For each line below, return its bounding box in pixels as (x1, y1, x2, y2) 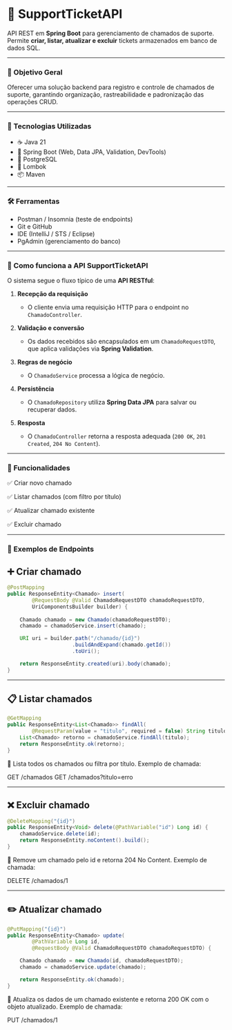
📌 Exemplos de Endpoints (7, 545, 95, 554)
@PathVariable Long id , (32, 938, 100, 945)
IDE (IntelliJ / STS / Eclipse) (17, 229, 95, 237)
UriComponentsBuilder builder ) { (32, 603, 128, 610)
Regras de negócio (17, 358, 72, 367)
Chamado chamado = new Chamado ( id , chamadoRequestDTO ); (19, 958, 184, 964)
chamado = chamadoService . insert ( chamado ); (19, 623, 147, 630)
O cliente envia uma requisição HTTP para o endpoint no (27, 303, 189, 311)
